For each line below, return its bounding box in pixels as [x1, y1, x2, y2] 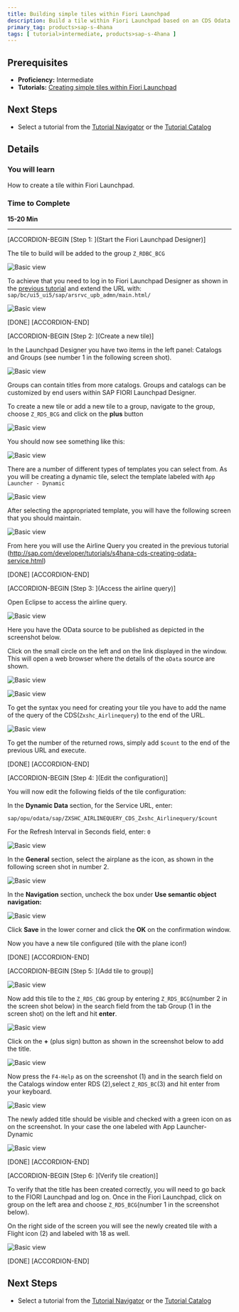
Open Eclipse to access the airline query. [7, 597, 128, 606]
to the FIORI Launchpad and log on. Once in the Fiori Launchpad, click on [7, 1192, 222, 1201]
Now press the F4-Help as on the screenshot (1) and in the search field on [7, 1072, 223, 1081]
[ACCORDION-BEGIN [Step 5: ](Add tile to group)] [7, 966, 154, 975]
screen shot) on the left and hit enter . [7, 1009, 117, 1018]
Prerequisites [7, 56, 68, 68]
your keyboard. [7, 1087, 52, 1096]
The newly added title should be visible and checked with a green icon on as [7, 1115, 232, 1123]
